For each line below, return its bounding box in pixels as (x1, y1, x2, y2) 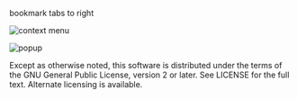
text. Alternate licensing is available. (9, 79, 143, 89)
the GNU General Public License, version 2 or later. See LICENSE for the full (9, 69, 290, 80)
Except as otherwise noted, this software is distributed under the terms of (9, 60, 283, 70)
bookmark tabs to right (9, 8, 94, 18)
